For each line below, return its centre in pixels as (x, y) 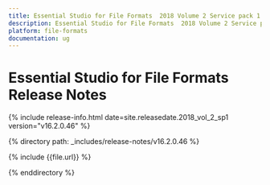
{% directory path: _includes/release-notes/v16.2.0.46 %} (104, 142)
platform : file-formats (48, 31)
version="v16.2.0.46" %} (49, 126)
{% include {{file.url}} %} (50, 157)
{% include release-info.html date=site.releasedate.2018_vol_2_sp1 (119, 117)
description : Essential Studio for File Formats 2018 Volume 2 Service (133, 23)
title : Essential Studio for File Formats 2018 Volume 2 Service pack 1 (135, 16)
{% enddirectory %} (41, 173)
